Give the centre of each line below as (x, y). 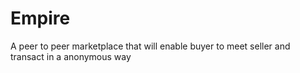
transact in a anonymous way (71, 56)
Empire (40, 18)
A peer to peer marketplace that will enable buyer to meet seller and (150, 46)
